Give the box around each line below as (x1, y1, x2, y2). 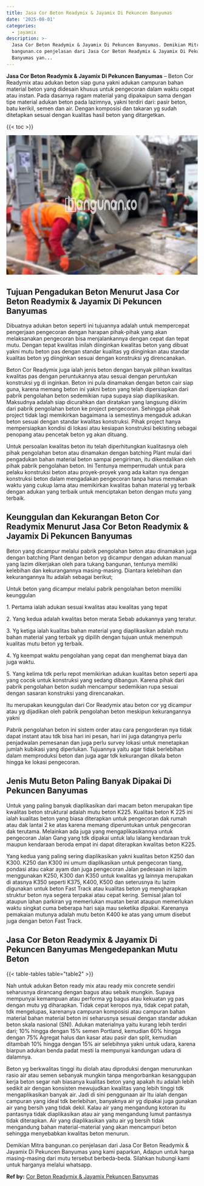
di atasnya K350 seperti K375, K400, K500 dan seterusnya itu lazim (6, 878, 176, 886)
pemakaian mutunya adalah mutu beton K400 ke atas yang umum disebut (6, 911, 191, 918)
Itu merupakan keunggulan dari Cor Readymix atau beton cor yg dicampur (6, 701, 192, 708)
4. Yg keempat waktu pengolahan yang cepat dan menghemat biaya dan (6, 652, 188, 659)
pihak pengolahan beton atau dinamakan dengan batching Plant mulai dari (6, 449, 192, 456)
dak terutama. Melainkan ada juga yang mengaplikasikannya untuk (6, 828, 173, 835)
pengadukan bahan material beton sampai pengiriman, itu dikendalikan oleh (6, 456, 196, 463)
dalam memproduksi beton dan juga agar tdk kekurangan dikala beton (6, 751, 182, 759)
